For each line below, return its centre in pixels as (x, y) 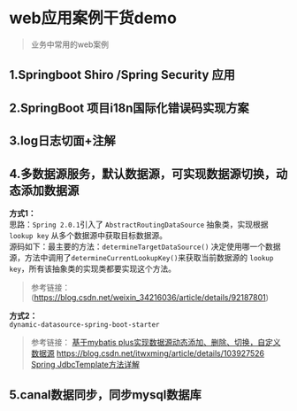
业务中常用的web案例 (69, 44)
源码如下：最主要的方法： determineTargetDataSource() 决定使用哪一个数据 (145, 246)
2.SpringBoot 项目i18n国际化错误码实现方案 (129, 108)
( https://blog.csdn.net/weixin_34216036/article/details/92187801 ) (150, 297)
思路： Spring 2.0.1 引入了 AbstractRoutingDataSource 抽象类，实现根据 (139, 224)
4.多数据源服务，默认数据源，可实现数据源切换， (143, 174)
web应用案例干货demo (93, 18)
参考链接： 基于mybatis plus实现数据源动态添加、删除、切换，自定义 (156, 342)
